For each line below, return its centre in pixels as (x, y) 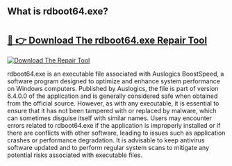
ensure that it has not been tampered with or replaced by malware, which (112, 111)
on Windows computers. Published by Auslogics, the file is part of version (113, 89)
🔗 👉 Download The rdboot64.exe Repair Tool (107, 40)
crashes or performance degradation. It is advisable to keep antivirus (106, 140)
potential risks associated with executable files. (75, 155)
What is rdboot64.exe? (58, 11)
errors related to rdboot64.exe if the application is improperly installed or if (114, 125)
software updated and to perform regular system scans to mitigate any (108, 148)
